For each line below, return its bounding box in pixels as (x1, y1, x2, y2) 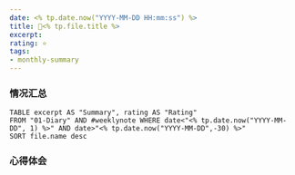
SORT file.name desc (9, 132, 88, 141)
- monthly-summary (9, 55, 79, 64)
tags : (9, 47, 30, 56)
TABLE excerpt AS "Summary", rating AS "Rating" (9, 108, 198, 118)
